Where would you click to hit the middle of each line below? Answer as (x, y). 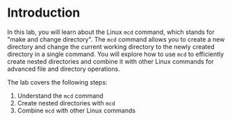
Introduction (44, 13)
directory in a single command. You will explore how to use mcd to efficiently (116, 54)
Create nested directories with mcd (66, 103)
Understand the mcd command (60, 96)
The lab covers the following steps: (57, 82)
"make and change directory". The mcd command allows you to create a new (116, 39)
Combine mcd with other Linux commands (76, 110)
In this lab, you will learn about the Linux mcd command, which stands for (111, 32)
